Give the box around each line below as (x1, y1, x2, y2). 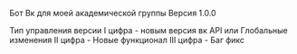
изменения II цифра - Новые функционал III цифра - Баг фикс (9, 35, 245, 45)
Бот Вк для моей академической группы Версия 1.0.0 (9, 8, 216, 18)
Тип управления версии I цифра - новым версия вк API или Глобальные (9, 25, 288, 35)
